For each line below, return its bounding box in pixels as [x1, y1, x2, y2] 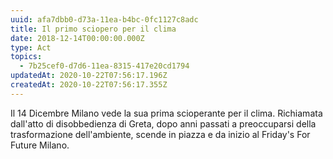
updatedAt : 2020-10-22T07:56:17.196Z [10, 71, 168, 81]
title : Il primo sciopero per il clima [10, 24, 177, 34]
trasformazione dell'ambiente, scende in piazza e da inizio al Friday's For [10, 128, 311, 140]
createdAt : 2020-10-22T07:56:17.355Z [10, 80, 168, 90]
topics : [10, 52, 43, 62]
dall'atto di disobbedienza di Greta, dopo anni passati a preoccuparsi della [10, 117, 317, 130]
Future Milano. [10, 139, 70, 151]
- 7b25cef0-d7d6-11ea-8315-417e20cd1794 [19, 61, 190, 71]
